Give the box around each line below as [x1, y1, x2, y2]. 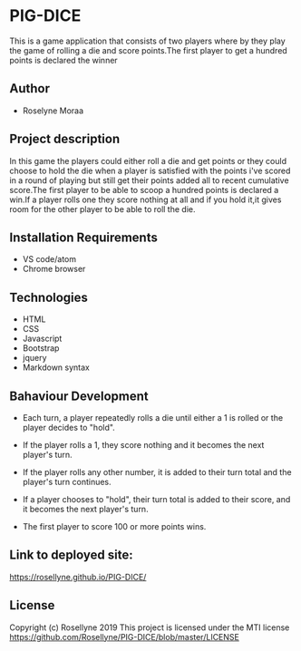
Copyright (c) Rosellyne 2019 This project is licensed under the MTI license [9, 622, 290, 633]
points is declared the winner [9, 54, 118, 65]
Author [9, 81, 50, 96]
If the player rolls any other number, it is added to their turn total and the [22, 467, 292, 477]
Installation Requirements [9, 229, 159, 245]
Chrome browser [22, 264, 86, 275]
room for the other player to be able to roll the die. [9, 203, 196, 214]
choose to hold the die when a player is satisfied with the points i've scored [9, 165, 291, 176]
